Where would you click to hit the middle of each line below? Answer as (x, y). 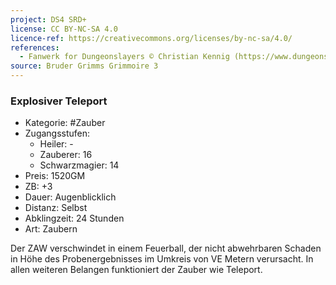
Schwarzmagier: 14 (79, 165)
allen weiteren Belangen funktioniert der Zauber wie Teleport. (136, 270)
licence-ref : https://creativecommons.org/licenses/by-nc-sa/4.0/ (151, 38)
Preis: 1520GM (55, 176)
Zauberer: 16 (66, 155)
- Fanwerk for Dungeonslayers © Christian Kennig (124, 57)
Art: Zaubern (51, 229)
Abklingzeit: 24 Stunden (74, 218)
